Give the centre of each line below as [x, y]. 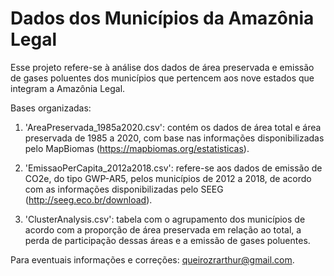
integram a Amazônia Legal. [68, 88]
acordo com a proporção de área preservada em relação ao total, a [163, 229]
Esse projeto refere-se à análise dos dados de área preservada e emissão [162, 67]
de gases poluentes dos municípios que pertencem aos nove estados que [162, 78]
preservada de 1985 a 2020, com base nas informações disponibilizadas [174, 138]
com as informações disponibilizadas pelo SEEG [124, 189]
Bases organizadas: [51, 108]
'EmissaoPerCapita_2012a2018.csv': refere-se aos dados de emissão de [173, 168]
